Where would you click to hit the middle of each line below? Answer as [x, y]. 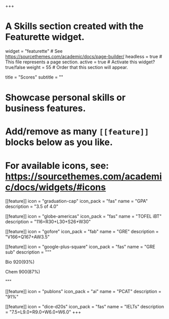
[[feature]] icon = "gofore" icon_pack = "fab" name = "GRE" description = [82, 232]
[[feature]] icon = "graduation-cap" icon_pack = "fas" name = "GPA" [77, 201]
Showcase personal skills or [66, 98]
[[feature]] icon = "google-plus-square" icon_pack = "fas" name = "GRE [80, 247]
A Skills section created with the [74, 26]
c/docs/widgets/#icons [56, 187]
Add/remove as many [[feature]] [77, 132]
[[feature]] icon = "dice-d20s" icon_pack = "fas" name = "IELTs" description [85, 307]
